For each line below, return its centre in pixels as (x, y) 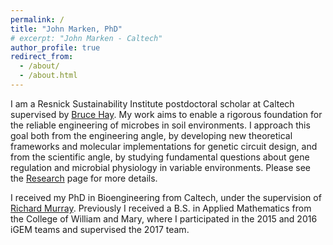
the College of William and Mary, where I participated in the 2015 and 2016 (164, 218)
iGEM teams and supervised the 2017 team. (100, 229)
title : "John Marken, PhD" (66, 29)
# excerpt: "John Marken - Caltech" (86, 38)
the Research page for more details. (84, 178)
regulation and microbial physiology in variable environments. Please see (161, 167)
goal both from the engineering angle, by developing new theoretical (151, 135)
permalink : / (37, 19)
